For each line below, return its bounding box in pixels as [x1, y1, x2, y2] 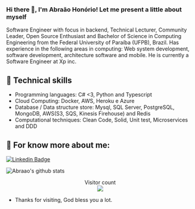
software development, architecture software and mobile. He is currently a [6, 52, 189, 59]
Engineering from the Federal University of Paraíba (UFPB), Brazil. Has [6, 39, 179, 46]
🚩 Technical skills [6, 75, 73, 85]
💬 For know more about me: [6, 140, 110, 150]
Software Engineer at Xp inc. [6, 58, 76, 65]
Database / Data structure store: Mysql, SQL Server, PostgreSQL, [14, 104, 175, 111]
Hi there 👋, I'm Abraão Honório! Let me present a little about [6, 5, 182, 14]
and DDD [14, 123, 38, 130]
